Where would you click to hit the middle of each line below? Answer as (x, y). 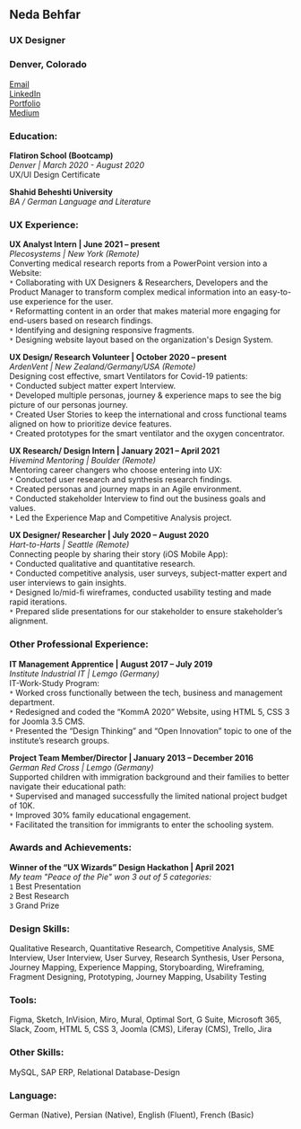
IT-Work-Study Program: (55, 683)
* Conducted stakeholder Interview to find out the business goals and (138, 498)
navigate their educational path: (68, 786)
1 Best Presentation (45, 886)
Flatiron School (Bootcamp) (61, 155)
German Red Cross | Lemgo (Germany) (82, 767)
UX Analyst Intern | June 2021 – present (85, 244)
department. (32, 702)
